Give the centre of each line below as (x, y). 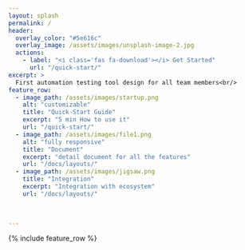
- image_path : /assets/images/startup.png (87, 97)
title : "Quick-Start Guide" (69, 113)
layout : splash (34, 16)
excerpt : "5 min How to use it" (76, 120)
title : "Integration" (58, 179)
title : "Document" (53, 149)
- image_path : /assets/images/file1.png (83, 134)
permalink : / (30, 23)
